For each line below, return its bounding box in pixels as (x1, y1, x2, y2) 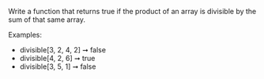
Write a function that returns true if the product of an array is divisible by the (8, 7, 257, 16)
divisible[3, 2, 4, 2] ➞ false (19, 45, 107, 54)
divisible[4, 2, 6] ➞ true (19, 54, 96, 63)
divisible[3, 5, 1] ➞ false (19, 62, 96, 71)
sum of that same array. (8, 15, 85, 24)
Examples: (8, 31, 42, 39)
